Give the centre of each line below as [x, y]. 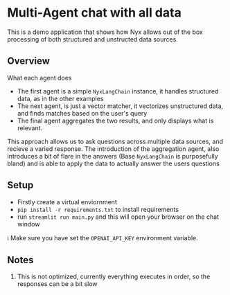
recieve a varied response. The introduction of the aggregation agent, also [113, 149]
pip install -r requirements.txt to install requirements [98, 209]
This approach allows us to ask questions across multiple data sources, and [115, 141]
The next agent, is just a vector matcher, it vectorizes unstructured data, [120, 106]
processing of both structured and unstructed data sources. [92, 39]
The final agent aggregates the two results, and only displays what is [115, 120]
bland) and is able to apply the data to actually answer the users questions [113, 163]
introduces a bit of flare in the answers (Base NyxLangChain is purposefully [113, 156]
